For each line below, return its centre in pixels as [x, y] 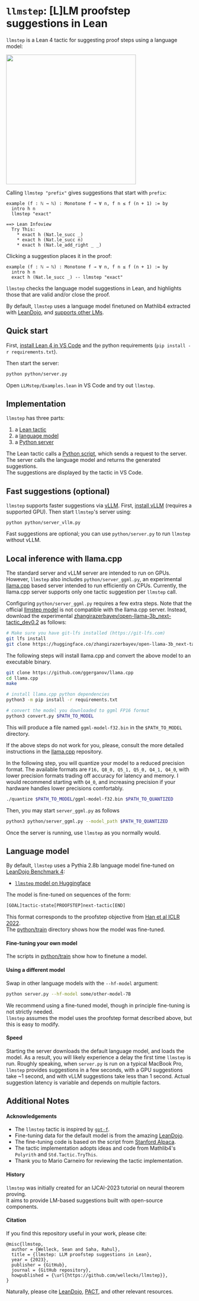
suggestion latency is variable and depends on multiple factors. [84, 1082]
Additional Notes [38, 1101]
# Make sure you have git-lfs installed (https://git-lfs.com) [86, 633]
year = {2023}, [30, 1259]
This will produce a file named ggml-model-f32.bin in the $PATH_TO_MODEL [94, 727]
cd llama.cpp [22, 678]
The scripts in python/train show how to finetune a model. [77, 956]
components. [22, 1206]
